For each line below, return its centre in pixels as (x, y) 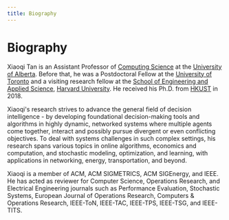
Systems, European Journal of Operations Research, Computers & (101, 195)
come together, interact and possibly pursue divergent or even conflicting (111, 131)
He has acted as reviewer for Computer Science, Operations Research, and (113, 181)
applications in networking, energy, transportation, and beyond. (97, 160)
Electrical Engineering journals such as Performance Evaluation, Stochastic (113, 188)
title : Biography (32, 13)
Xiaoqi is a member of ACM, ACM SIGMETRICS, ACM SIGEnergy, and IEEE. (113, 173)
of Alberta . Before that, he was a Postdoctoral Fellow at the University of (109, 74)
